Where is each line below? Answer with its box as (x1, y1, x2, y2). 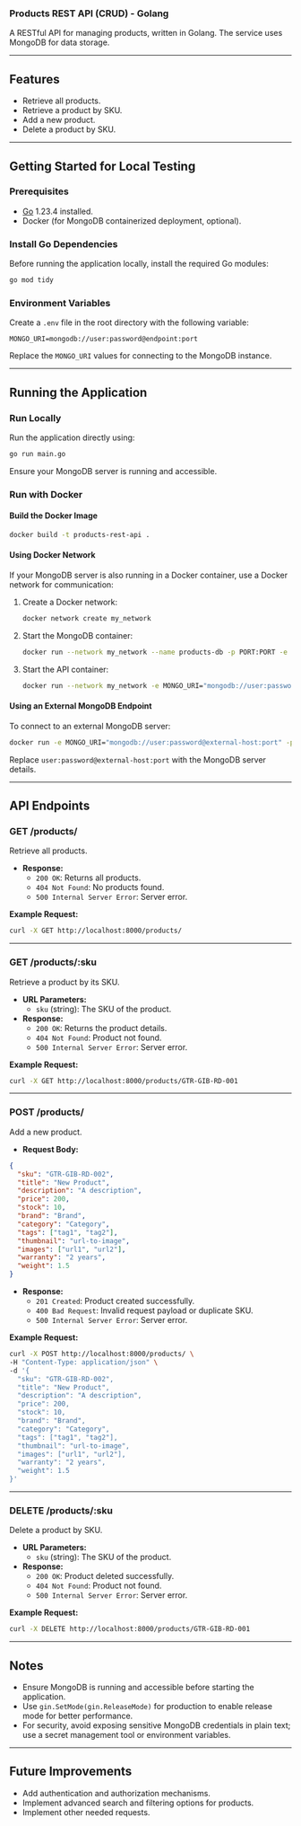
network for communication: (9, 579, 114, 590)
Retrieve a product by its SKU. (9, 976, 120, 987)
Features (9, 71, 60, 87)
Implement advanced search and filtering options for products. (21, 1797, 254, 1808)
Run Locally (9, 411, 62, 424)
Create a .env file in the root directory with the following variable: (9, 317, 249, 328)
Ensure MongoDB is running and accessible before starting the (21, 1682, 254, 1692)
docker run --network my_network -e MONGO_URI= (21, 681, 203, 690)
